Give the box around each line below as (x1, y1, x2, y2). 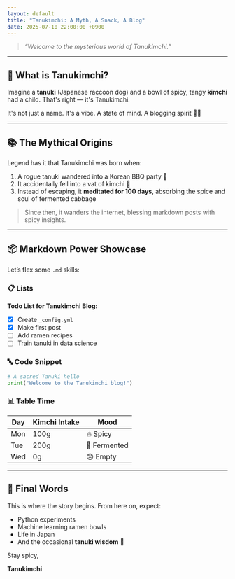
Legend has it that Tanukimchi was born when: (7, 159, 142, 167)
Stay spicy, (7, 551, 39, 559)
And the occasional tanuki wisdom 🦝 (17, 537, 124, 546)
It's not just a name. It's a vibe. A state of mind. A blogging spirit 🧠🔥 (7, 109, 201, 118)
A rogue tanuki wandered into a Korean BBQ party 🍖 (17, 172, 168, 181)
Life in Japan (17, 530, 55, 538)
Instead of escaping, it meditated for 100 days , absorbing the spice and (17, 187, 226, 195)
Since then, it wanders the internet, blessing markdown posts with (24, 208, 215, 216)
